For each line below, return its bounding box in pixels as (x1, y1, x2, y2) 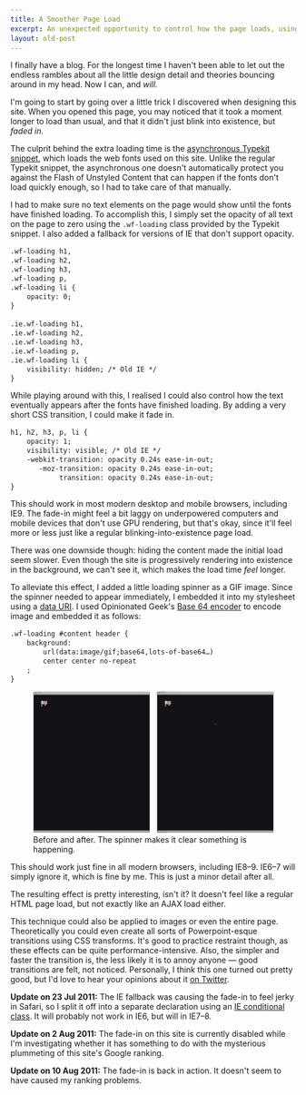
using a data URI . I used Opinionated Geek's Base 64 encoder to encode (10, 601, 281, 612)
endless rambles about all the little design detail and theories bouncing (10, 69, 275, 81)
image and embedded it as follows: (10, 611, 142, 622)
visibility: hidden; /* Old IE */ (26, 365, 157, 374)
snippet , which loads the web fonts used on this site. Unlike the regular (10, 153, 276, 163)
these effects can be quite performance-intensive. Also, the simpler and (10, 944, 280, 955)
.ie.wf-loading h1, (10, 320, 84, 329)
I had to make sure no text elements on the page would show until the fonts (10, 200, 291, 211)
